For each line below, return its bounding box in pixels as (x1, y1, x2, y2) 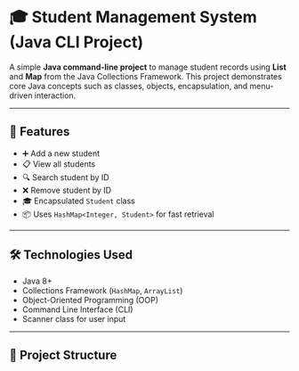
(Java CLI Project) (9, 32, 144, 53)
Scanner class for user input (21, 313, 126, 324)
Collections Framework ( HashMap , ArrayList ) (21, 284, 183, 295)
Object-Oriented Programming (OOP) (21, 294, 158, 305)
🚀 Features (9, 124, 70, 139)
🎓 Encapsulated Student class (21, 195, 135, 206)
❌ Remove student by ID (21, 185, 112, 195)
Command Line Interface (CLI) (21, 304, 133, 315)
